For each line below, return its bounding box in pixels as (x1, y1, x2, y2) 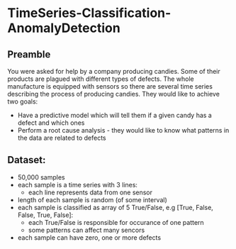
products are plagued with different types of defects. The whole (7, 74, 195, 83)
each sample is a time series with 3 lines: (17, 180, 138, 189)
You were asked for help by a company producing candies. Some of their (7, 67, 221, 75)
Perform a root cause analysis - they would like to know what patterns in (17, 126, 230, 134)
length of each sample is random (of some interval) (17, 195, 168, 204)
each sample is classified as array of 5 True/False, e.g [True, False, (17, 203, 214, 211)
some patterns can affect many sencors (28, 226, 145, 234)
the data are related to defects (17, 133, 106, 142)
